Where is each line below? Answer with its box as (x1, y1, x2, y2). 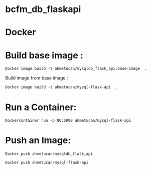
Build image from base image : (5, 75, 69, 81)
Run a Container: (5, 102, 77, 113)
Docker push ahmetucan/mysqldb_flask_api (5, 151, 93, 156)
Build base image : (5, 49, 84, 61)
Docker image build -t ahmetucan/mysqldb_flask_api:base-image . (5, 66, 147, 71)
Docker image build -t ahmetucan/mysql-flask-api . (5, 84, 118, 90)
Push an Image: (5, 135, 71, 146)
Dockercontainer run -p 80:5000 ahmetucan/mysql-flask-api (5, 118, 131, 123)
